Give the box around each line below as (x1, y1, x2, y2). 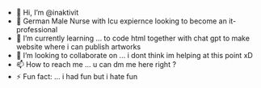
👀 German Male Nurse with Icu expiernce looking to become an (15, 16, 228, 26)
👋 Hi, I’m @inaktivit (15, 8, 79, 17)
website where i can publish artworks (15, 42, 141, 52)
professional (15, 25, 58, 34)
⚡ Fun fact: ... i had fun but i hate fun (15, 72, 138, 81)
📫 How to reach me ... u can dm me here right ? (15, 60, 176, 69)
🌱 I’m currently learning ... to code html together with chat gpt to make (15, 33, 250, 43)
